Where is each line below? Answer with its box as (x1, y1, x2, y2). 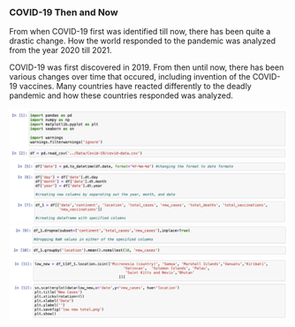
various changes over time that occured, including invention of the (9, 72, 251, 82)
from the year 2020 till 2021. (9, 45, 112, 56)
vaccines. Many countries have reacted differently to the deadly (19, 81, 252, 92)
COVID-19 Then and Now (9, 6, 118, 19)
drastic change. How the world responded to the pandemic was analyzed (9, 35, 276, 46)
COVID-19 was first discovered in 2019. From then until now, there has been (9, 62, 284, 72)
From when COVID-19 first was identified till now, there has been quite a (9, 27, 271, 37)
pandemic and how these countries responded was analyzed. (9, 90, 234, 101)
